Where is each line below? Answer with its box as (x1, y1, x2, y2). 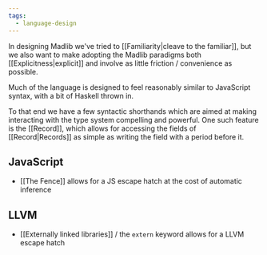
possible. (8, 67, 38, 76)
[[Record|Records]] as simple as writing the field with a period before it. (8, 132, 245, 141)
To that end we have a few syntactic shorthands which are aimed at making (8, 106, 257, 116)
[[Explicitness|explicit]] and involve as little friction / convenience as (8, 58, 233, 68)
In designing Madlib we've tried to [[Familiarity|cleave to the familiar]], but (8, 41, 252, 51)
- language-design (15, 19, 78, 27)
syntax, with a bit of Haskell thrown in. (8, 91, 134, 100)
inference (19, 185, 52, 195)
